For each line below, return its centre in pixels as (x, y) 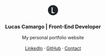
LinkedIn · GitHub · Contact (53, 48)
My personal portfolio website (53, 38)
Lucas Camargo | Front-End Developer (53, 26)
